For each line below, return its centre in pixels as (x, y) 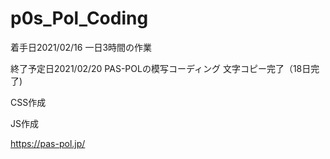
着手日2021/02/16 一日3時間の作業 (81, 47)
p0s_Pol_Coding (79, 18)
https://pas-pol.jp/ (48, 143)
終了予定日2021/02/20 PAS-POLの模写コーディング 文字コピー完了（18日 (161, 68)
